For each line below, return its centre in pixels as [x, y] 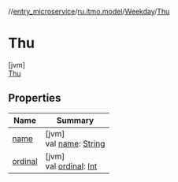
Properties [35, 98]
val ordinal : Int [71, 166]
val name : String [75, 143]
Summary [75, 120]
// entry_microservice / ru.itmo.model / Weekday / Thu [89, 11]
